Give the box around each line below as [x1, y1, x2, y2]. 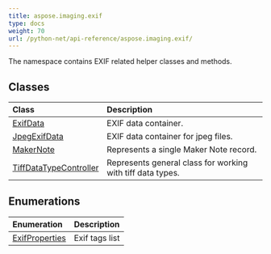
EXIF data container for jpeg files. [106, 131, 233, 142]
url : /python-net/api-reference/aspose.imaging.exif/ [8, 34, 194, 43]
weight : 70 [8, 27, 45, 35]
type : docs [8, 19, 45, 28]
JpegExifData [12, 131, 65, 142]
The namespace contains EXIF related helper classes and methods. [8, 57, 232, 66]
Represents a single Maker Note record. [106, 144, 257, 155]
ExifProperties [12, 232, 66, 243]
